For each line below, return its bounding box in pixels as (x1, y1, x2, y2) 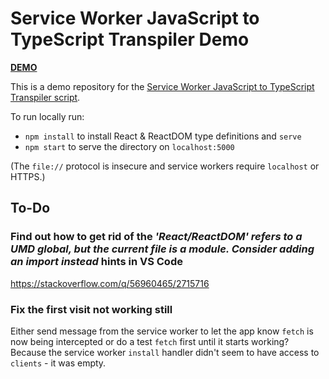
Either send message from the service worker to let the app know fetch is (10, 325, 314, 337)
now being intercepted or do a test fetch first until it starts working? (10, 335, 290, 347)
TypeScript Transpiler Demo (10, 28, 250, 51)
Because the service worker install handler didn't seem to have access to (10, 346, 320, 358)
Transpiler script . (10, 91, 81, 103)
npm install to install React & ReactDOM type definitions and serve (24, 130, 302, 142)
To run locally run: (10, 110, 85, 122)
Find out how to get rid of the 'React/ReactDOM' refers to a (10, 230, 303, 244)
